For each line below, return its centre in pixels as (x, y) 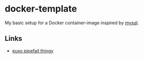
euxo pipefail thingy (33, 50)
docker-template (41, 9)
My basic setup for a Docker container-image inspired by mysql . (72, 23)
